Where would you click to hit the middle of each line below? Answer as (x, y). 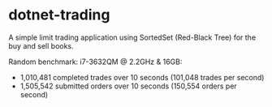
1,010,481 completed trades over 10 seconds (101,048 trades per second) (142, 77)
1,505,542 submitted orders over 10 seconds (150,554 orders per (128, 86)
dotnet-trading (59, 15)
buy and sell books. (41, 45)
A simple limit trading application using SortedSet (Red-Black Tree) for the (132, 37)
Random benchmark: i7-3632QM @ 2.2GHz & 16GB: (95, 62)
